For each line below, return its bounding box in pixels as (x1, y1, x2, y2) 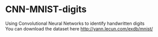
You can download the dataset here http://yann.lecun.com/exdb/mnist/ (5, 25, 153, 31)
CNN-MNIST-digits (5, 4, 87, 15)
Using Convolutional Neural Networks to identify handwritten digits (5, 20, 145, 26)
